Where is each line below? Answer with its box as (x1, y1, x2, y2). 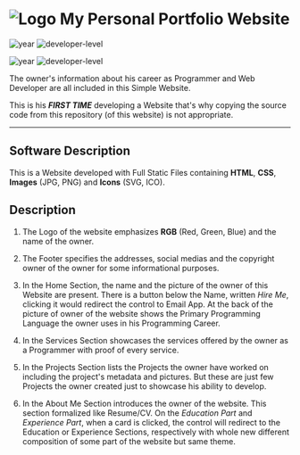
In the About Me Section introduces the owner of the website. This (21, 398, 267, 409)
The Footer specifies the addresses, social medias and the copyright (21, 252, 275, 263)
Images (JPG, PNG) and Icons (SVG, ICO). (9, 177, 165, 187)
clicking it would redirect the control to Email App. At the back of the (21, 299, 274, 310)
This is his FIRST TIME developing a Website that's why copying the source (9, 99, 287, 111)
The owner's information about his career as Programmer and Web (9, 72, 256, 84)
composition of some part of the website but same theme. (21, 435, 237, 446)
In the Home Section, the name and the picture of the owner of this (21, 279, 269, 290)
